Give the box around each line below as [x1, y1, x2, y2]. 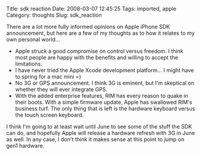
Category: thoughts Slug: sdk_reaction [6, 11, 102, 19]
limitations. [14, 60, 42, 67]
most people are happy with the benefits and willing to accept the [14, 54, 178, 61]
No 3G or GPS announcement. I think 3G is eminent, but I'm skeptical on [14, 79, 195, 87]
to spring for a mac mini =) [14, 73, 81, 80]
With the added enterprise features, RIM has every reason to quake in [14, 93, 188, 99]
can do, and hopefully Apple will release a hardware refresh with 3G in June [6, 129, 195, 136]
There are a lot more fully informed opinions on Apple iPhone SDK [6, 23, 170, 30]
